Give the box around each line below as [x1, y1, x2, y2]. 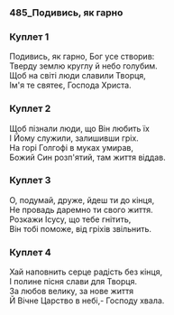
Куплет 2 [9, 102, 51, 115]
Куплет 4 [9, 246, 51, 258]
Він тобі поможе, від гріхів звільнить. [9, 223, 151, 234]
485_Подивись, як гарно [9, 6, 124, 19]
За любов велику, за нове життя [9, 286, 134, 297]
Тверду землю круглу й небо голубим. [9, 60, 158, 71]
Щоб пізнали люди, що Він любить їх [9, 123, 151, 134]
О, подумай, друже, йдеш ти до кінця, [9, 194, 155, 205]
